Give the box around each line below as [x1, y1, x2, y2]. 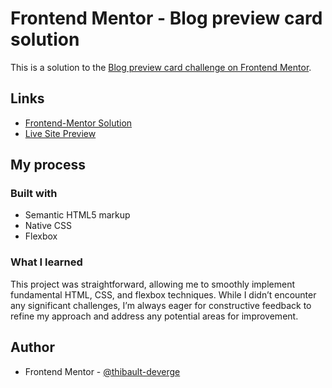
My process [10, 157, 86, 174]
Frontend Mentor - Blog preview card [10, 7, 323, 30]
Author [10, 339, 55, 356]
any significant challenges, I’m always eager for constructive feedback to [10, 299, 312, 311]
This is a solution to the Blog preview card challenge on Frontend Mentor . [10, 61, 312, 73]
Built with [10, 187, 58, 201]
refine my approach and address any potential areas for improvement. [10, 310, 299, 322]
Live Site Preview [24, 127, 97, 139]
